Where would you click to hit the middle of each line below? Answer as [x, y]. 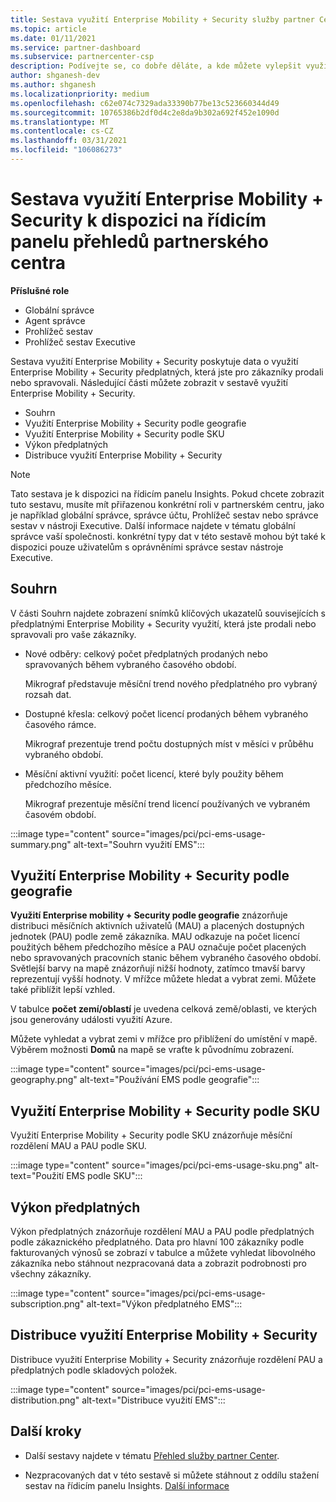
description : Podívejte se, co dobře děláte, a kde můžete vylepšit [156, 66]
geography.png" [44, 1080]
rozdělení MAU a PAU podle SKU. [78, 1146]
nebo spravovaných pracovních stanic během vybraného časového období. [166, 958]
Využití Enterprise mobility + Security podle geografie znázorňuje [149, 915]
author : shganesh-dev [55, 76]
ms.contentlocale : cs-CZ [62, 131]
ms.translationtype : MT [60, 122]
